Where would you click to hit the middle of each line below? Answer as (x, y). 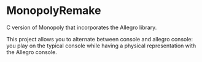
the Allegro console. (32, 52)
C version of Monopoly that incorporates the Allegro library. (82, 27)
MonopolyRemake (54, 11)
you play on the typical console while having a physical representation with (101, 46)
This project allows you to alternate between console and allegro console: (100, 39)
